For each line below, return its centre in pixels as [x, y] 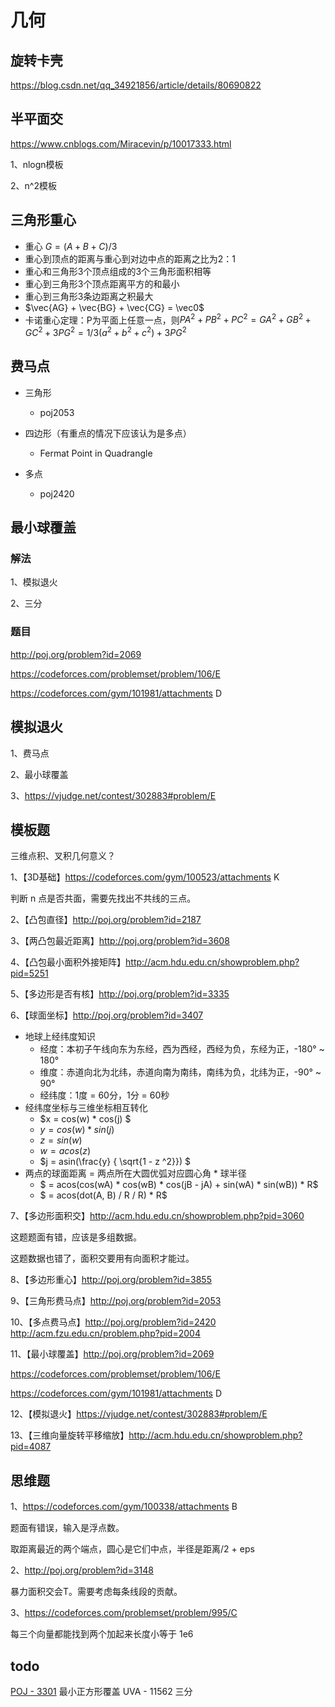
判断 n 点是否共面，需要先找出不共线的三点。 [103, 898]
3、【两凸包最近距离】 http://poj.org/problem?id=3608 [120, 941]
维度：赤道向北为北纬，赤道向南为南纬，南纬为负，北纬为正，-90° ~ [180, 1072]
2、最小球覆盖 [39, 774]
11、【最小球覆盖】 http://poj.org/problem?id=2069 [112, 1354]
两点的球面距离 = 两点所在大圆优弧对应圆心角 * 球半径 [135, 1173]
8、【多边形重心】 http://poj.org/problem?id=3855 [111, 1280]
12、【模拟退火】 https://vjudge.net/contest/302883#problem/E [139, 1414]
